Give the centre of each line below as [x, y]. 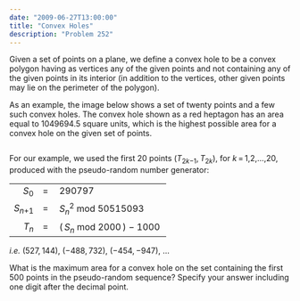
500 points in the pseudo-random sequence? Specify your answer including [150, 278]
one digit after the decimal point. [69, 287]
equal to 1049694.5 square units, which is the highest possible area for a [143, 124]
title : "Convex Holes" [51, 26]
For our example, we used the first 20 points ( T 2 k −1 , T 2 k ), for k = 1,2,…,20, [144, 159]
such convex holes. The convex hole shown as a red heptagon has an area [146, 114]
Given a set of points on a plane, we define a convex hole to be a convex [143, 60]
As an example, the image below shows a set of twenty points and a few [142, 105]
